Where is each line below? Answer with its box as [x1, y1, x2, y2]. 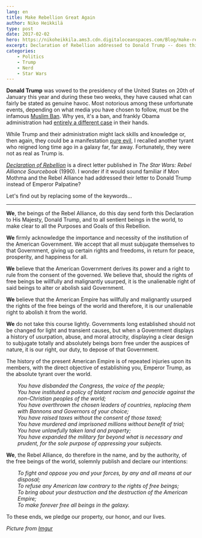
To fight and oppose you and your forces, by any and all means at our [17, 469, 192, 477]
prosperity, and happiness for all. [6, 254, 88, 261]
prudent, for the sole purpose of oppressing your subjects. [17, 440, 163, 447]
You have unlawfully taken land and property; [17, 427, 131, 434]
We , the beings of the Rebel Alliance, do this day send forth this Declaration [6, 210, 194, 217]
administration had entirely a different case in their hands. [6, 119, 149, 127]
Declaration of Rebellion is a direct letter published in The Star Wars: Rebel [6, 161, 192, 169]
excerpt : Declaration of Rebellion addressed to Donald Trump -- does [6, 43, 187, 49]
